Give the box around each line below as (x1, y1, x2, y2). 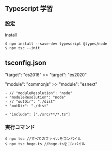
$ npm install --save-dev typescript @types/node (5, 41, 108, 46)
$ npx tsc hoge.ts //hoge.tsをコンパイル (5, 141, 86, 146)
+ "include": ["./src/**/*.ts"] (5, 112, 70, 117)
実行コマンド (5, 124, 35, 131)
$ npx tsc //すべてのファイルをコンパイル (5, 136, 81, 141)
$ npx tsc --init (5, 45, 40, 50)
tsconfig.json (5, 59, 47, 67)
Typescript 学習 (5, 4, 53, 13)
